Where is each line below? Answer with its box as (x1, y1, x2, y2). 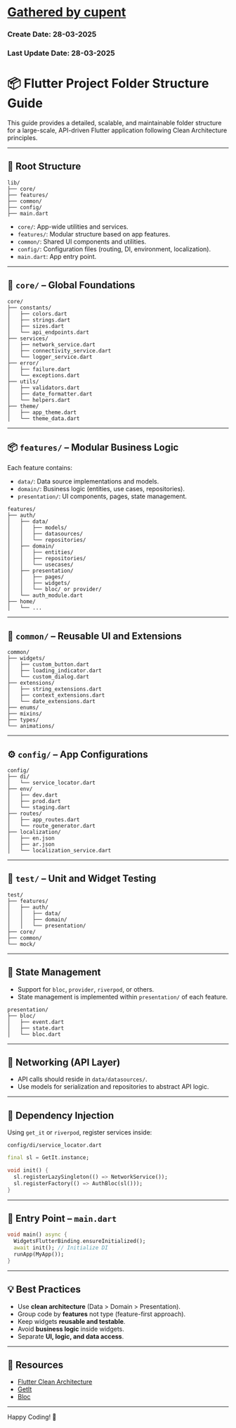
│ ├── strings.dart (7, 316, 71, 324)
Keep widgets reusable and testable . (17, 1317, 126, 1325)
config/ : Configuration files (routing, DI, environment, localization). (17, 244, 211, 253)
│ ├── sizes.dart (7, 322, 65, 329)
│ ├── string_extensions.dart (7, 685, 102, 693)
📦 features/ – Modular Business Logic (7, 441, 179, 453)
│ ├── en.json (7, 835, 55, 842)
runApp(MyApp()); (13, 1251, 65, 1258)
